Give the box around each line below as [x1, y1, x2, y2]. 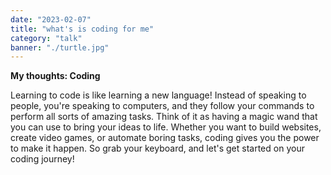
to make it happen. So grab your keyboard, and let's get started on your [10, 142, 305, 155]
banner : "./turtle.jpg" [10, 42, 110, 53]
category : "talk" [10, 33, 83, 43]
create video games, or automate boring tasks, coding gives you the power [10, 132, 320, 144]
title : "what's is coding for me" [10, 24, 155, 34]
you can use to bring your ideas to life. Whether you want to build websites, [10, 121, 322, 133]
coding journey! [10, 153, 75, 165]
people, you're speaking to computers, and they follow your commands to [10, 100, 315, 112]
